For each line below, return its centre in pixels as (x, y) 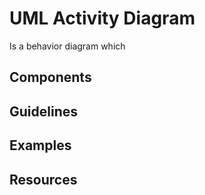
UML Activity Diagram (102, 18)
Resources (43, 179)
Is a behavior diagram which (67, 46)
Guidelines (43, 111)
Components (50, 77)
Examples (40, 145)
